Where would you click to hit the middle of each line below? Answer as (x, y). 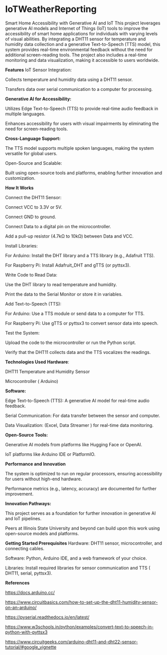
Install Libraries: (22, 246)
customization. (20, 178)
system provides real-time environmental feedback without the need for (79, 49)
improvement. (19, 494)
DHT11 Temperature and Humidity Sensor (48, 371)
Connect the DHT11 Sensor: (33, 197)
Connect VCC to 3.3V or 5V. (34, 207)
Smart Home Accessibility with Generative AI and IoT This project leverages (83, 23)
